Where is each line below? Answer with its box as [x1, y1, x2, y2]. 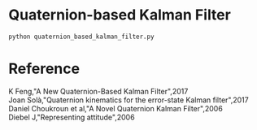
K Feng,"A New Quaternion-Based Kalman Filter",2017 [8, 86, 189, 96]
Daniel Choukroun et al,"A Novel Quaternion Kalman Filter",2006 [8, 103, 224, 113]
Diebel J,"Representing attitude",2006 [8, 112, 136, 122]
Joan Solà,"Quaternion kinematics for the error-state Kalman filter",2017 [8, 95, 250, 105]
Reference [8, 59, 80, 78]
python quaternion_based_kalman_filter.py [8, 32, 155, 41]
